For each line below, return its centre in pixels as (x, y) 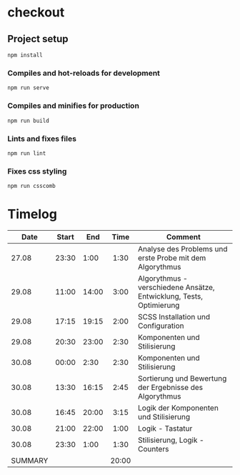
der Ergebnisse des (171, 388)
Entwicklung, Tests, (171, 296)
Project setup (38, 39)
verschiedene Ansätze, (177, 288)
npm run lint (27, 153)
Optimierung (159, 306)
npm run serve (29, 88)
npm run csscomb (31, 186)
